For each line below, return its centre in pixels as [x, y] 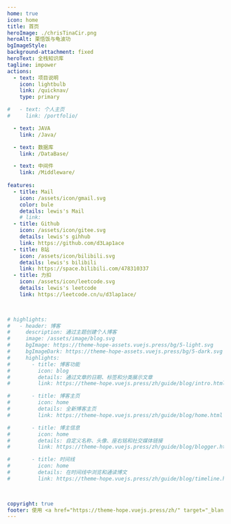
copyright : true [30, 504]
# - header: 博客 [34, 326]
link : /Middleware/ [47, 173]
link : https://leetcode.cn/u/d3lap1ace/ [78, 294]
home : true [23, 13]
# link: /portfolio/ [43, 116]
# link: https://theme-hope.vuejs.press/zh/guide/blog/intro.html [117, 384]
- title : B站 [31, 249]
